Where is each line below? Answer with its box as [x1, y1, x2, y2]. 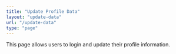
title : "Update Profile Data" [6, 8, 81, 15]
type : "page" [6, 25, 38, 31]
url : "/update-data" [6, 19, 57, 25]
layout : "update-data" [6, 14, 62, 20]
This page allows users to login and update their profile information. [6, 41, 171, 48]
